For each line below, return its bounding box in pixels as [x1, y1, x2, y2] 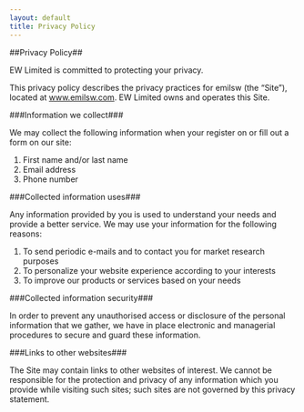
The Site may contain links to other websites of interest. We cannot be [9, 365, 273, 376]
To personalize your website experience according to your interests [22, 265, 276, 276]
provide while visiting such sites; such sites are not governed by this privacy [9, 384, 296, 395]
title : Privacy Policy [9, 22, 96, 31]
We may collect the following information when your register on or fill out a [9, 126, 289, 137]
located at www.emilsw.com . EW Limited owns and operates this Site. [9, 92, 270, 103]
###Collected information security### [9, 292, 154, 303]
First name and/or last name [22, 154, 129, 165]
